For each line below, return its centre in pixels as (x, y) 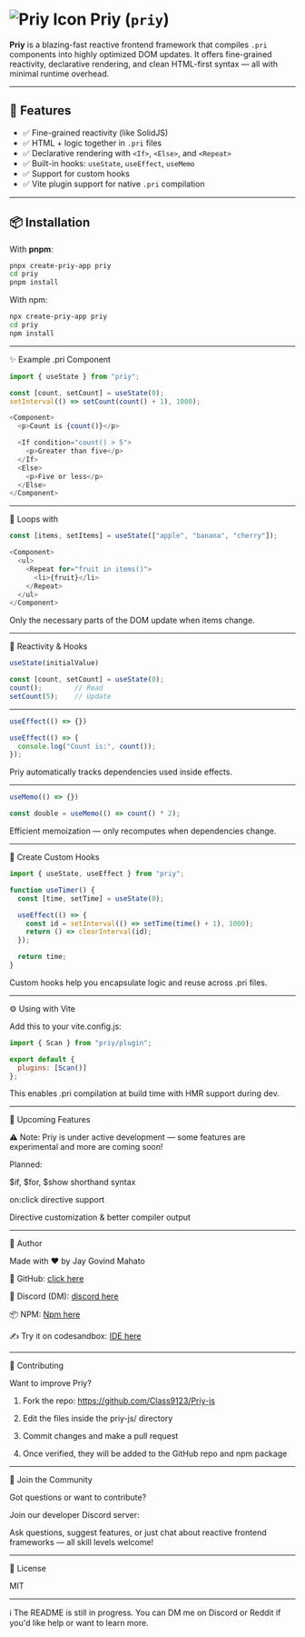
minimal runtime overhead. (59, 74)
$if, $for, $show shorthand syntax (73, 1183)
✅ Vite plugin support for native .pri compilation (114, 184)
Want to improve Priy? (51, 1383)
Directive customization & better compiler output (100, 1217)
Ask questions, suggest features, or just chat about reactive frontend (138, 1532)
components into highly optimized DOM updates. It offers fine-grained (141, 54)
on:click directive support (57, 1200)
